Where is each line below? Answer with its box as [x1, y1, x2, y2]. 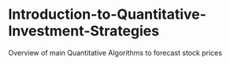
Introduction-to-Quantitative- [8, 5, 207, 23]
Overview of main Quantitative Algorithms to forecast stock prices [8, 48, 223, 57]
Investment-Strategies [8, 22, 160, 40]
